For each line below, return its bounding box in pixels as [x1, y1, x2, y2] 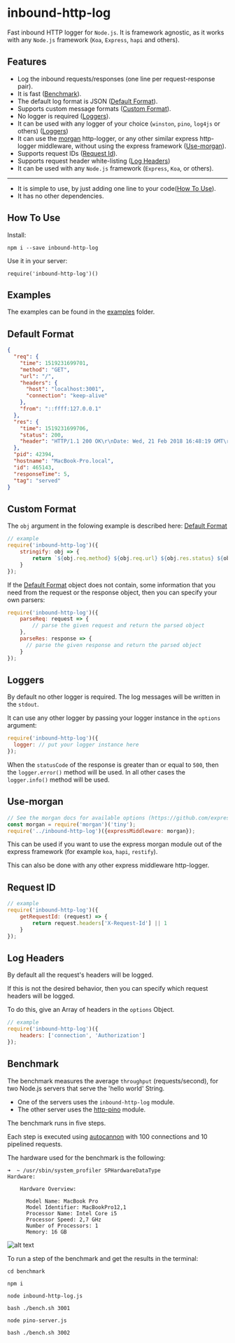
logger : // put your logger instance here [13, 742, 139, 749]
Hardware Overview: [20, 1185, 77, 1192]
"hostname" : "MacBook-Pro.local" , [13, 457, 114, 465]
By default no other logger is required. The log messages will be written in [7, 693, 220, 701]
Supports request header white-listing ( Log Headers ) [17, 156, 171, 165]
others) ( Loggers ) [17, 126, 69, 135]
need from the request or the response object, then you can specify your [7, 588, 218, 596]
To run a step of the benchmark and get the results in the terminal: [7, 1254, 199, 1262]
